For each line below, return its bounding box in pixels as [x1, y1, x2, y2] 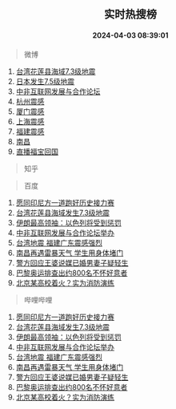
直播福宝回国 [15, 147, 58, 156]
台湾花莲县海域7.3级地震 [15, 67, 96, 76]
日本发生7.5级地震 [15, 76, 75, 86]
